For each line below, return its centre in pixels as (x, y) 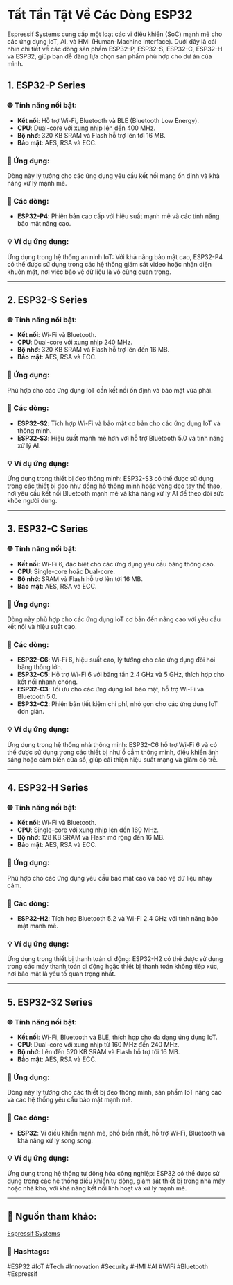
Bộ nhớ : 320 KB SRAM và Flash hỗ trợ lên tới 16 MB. (91, 135)
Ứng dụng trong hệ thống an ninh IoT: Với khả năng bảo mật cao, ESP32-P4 (115, 256)
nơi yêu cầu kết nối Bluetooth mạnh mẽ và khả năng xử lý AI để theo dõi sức (115, 493)
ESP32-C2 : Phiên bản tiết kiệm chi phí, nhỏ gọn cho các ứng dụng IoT (118, 704)
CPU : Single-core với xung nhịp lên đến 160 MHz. (88, 830)
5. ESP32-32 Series (50, 1002)
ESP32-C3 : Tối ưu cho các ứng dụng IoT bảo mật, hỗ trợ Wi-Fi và (111, 689)
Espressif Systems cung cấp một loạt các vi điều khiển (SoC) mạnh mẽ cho (115, 34)
